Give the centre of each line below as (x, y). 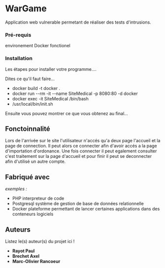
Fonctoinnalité (28, 129)
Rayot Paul (23, 251)
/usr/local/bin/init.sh (33, 104)
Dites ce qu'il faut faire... (30, 79)
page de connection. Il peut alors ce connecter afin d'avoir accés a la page (81, 146)
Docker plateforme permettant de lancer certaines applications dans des (86, 209)
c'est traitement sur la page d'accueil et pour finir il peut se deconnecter (78, 156)
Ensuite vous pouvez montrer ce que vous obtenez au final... (66, 113)
